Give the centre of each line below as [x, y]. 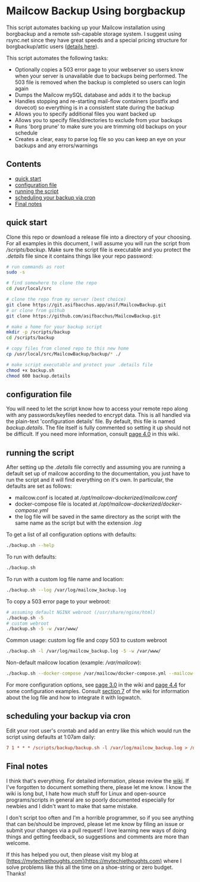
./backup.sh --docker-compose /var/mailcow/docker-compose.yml [86, 674]
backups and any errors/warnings [56, 145]
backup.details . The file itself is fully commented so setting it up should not [99, 428]
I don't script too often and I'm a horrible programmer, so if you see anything [100, 818]
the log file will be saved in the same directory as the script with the [98, 517]
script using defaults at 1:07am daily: [51, 737]
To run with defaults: [31, 557]
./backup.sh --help [30, 546]
